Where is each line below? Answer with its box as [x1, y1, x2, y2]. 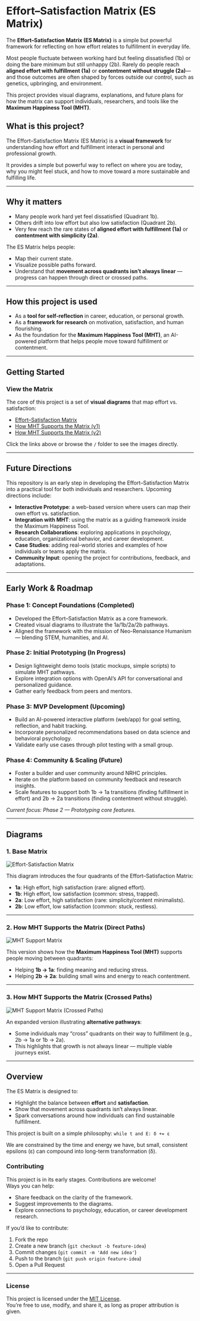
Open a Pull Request [14, 1261, 65, 1268]
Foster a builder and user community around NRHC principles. [14, 770, 168, 777]
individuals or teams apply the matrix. [14, 547, 107, 555]
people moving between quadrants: [6, 955, 93, 962]
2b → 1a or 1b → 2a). [14, 1036, 65, 1043]
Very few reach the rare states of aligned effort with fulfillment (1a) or [14, 225, 189, 232]
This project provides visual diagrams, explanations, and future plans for [6, 91, 183, 98]
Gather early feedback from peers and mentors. [14, 687, 133, 694]
